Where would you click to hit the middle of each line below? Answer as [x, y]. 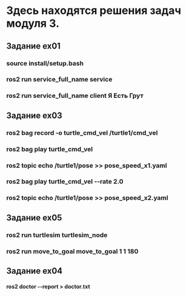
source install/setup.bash [45, 63]
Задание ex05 [34, 217]
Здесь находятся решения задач [94, 11]
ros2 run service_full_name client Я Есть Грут [75, 96]
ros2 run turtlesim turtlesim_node [57, 235]
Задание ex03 [34, 115]
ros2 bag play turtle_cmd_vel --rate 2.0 [65, 182]
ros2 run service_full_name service [59, 80]
